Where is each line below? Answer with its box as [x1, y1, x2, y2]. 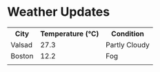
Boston [10, 51, 34, 60]
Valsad [10, 40, 33, 49]
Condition [111, 29, 145, 38]
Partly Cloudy [106, 40, 150, 49]
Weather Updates [7, 4, 110, 20]
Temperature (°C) [40, 29, 99, 38]
